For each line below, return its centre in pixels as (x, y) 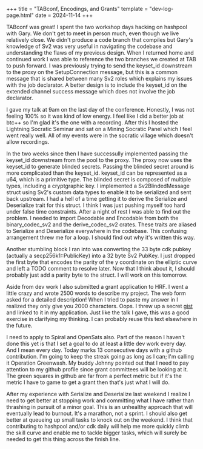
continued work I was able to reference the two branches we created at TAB (101, 59)
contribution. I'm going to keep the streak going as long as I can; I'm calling (100, 356)
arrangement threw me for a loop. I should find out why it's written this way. (101, 237)
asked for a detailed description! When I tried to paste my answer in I (92, 299)
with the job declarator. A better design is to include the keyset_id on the (97, 85)
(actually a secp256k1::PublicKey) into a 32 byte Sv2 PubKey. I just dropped (101, 255)
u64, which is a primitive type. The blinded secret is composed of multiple (99, 179)
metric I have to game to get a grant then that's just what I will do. (88, 382)
